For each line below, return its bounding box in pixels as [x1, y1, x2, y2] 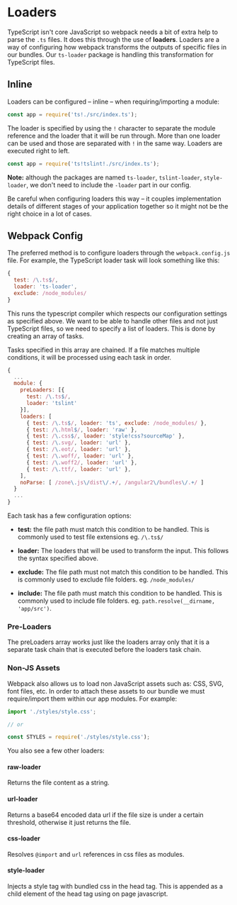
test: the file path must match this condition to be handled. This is [17, 526, 210, 534]
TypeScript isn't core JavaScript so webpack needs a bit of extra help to [7, 28, 218, 36]
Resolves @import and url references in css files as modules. [7, 850, 185, 858]
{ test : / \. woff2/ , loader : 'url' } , [25, 459, 138, 466]
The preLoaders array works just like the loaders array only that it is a [7, 638, 210, 646]
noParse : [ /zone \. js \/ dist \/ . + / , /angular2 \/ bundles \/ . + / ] [20, 479, 204, 486]
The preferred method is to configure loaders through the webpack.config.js [7, 249, 231, 257]
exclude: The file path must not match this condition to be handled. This [17, 568, 229, 577]
